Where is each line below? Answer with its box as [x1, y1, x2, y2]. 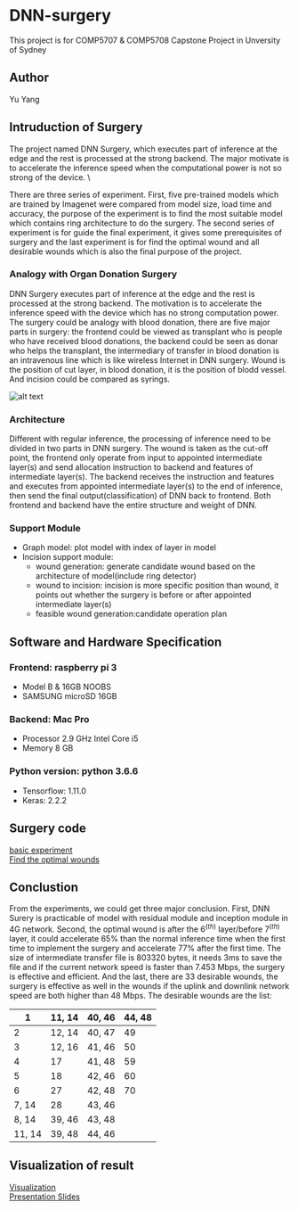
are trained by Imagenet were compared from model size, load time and [9, 198, 272, 210]
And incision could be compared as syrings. [9, 374, 171, 384]
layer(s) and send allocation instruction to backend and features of [9, 462, 254, 473]
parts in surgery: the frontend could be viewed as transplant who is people [9, 326, 283, 337]
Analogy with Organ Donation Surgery [9, 268, 178, 281]
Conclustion [9, 879, 78, 894]
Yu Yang [9, 94, 40, 104]
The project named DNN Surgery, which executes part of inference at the [9, 144, 278, 154]
